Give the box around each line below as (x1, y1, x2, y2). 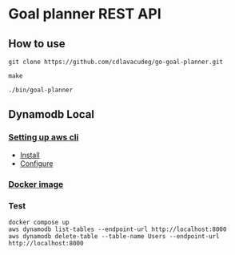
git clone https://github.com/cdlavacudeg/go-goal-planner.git (8, 58, 224, 66)
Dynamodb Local (8, 107, 94, 121)
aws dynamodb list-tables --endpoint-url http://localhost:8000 (8, 225, 227, 233)
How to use (8, 37, 66, 51)
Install (19, 150, 40, 160)
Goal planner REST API (8, 5, 161, 23)
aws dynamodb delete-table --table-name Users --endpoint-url (8, 232, 220, 241)
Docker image (8, 178, 64, 189)
